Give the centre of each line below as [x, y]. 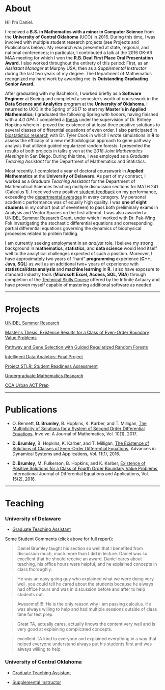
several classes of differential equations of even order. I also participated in [81, 130]
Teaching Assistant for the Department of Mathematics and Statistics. [76, 161]
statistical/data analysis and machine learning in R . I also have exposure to [82, 269]
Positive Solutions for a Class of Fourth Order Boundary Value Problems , [85, 468]
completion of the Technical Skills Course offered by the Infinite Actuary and [82, 279]
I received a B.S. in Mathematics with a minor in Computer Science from [79, 31]
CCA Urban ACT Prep [27, 385]
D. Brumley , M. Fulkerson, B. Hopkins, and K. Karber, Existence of [79, 463]
